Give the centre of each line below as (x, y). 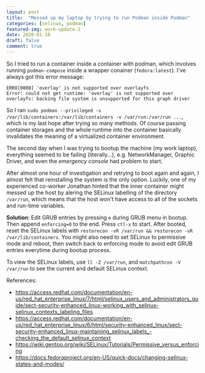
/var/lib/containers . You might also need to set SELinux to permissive (96, 237)
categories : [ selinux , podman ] (46, 23)
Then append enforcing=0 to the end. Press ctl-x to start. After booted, (97, 224)
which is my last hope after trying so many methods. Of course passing (96, 123)
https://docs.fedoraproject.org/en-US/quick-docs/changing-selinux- (102, 357)
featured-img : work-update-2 (43, 29)
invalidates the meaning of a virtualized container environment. (86, 136)
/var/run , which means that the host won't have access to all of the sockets (102, 199)
